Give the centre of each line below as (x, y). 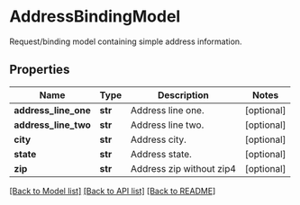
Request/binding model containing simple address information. (126, 41)
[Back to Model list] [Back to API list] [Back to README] (113, 191)
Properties (40, 70)
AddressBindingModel (95, 17)
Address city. (159, 139)
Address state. (161, 154)
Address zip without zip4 (183, 168)
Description (183, 94)
